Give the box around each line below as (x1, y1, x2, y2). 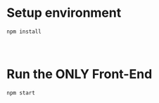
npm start (6, 89, 36, 96)
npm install (6, 28, 42, 35)
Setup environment (6, 5, 122, 21)
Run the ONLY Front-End (6, 67, 153, 82)
